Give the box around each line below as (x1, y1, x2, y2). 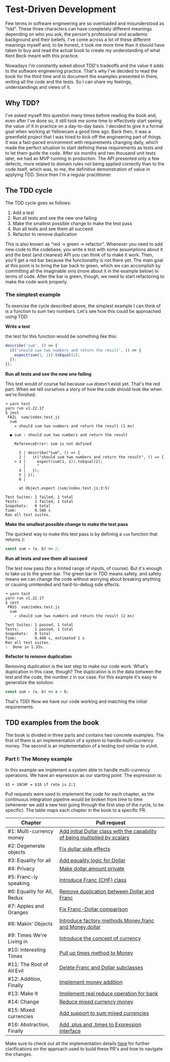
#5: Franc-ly (8, 873, 38, 880)
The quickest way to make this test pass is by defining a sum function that (5, 531, 158, 537)
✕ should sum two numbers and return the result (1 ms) (14, 423, 135, 429)
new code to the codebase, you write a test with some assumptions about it (5, 246, 163, 252)
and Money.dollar (59, 924, 101, 931)
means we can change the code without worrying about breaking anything (5, 576, 161, 582)
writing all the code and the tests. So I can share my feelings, (5, 79, 133, 85)
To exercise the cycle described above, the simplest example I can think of (5, 303, 161, 309)
